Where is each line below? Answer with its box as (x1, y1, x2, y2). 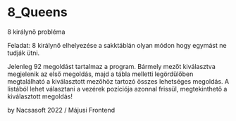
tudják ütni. (7, 49, 40, 57)
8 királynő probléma (7, 27, 66, 36)
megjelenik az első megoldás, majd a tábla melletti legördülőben (7, 70, 194, 78)
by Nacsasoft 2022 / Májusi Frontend (7, 106, 116, 114)
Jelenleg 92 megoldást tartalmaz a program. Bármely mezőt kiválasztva (7, 62, 216, 70)
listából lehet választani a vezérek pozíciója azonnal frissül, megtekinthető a (7, 84, 228, 93)
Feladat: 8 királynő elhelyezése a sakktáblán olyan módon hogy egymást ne (7, 41, 227, 49)
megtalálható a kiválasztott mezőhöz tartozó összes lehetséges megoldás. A (7, 77, 230, 85)
